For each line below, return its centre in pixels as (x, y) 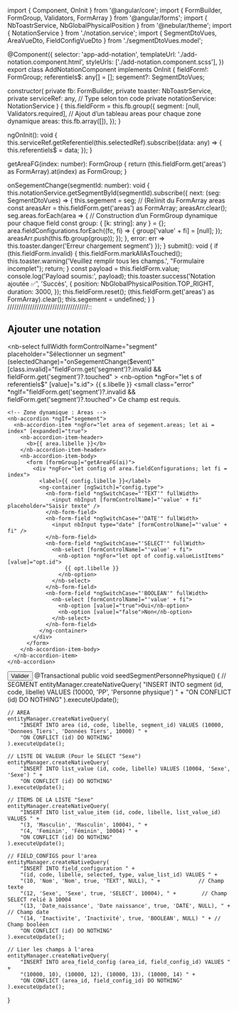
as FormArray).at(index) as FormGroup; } (67, 171)
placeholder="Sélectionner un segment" (67, 354)
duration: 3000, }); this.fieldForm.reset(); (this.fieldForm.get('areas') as (111, 292)
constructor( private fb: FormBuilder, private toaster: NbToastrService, (110, 91)
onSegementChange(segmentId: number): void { (79, 185)
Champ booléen (28, 924)
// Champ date (28, 912)
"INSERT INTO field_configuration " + (78, 869)
